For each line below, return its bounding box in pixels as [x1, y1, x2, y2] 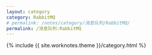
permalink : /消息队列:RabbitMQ [6, 25, 82, 32]
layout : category [6, 8, 50, 15]
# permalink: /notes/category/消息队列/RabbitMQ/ [6, 20, 130, 26]
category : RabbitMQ [6, 14, 56, 20]
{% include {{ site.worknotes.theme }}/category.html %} [6, 42, 147, 49]
